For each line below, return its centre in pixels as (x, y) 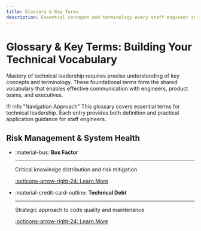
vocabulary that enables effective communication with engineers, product (97, 89)
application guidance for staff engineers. (56, 119)
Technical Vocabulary (62, 59)
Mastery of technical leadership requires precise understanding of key (93, 76)
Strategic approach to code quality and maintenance (80, 210)
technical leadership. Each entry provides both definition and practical (93, 113)
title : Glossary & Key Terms (42, 12)
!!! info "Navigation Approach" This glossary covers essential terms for (93, 107)
